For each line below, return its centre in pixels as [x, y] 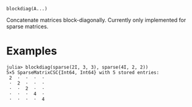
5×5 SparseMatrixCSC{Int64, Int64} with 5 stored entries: [83, 72]
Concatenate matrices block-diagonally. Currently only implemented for [96, 20]
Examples [32, 51]
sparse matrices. [27, 26]
